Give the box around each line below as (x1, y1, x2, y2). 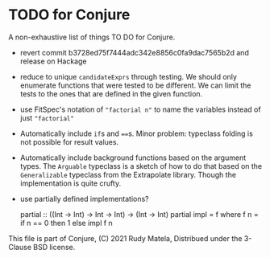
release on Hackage (19, 56, 87, 66)
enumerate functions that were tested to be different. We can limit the (19, 80, 251, 90)
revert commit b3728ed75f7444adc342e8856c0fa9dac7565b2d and (19, 47, 250, 57)
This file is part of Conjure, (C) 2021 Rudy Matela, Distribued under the (8, 233, 243, 243)
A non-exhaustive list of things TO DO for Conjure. (8, 32, 176, 42)
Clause (8, 242, 32, 252)
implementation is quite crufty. (19, 178, 122, 188)
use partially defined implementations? (19, 194, 149, 203)
